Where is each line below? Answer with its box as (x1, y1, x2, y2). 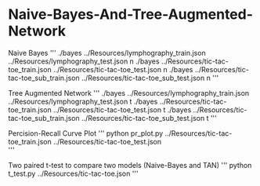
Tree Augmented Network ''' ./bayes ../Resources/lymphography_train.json (8, 88, 250, 97)
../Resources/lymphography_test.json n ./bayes (8, 57, 160, 66)
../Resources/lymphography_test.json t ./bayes (8, 97, 158, 106)
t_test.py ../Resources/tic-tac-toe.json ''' (8, 169, 139, 178)
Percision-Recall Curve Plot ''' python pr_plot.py (8, 128, 164, 138)
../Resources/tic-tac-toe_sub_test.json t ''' (81, 113, 217, 122)
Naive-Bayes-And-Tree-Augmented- (8, 5, 253, 24)
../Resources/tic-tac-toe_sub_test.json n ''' (81, 73, 219, 82)
